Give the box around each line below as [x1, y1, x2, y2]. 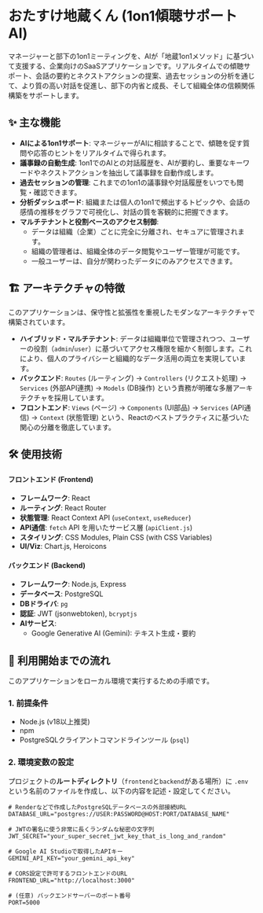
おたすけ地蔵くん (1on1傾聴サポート [8, 7, 238, 25]
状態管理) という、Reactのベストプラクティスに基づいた [68, 412, 250, 422]
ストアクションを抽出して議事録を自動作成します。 [53, 168, 218, 177]
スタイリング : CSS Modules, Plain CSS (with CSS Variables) [19, 532, 213, 543]
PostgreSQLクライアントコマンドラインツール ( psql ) [19, 735, 190, 745]
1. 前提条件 [8, 698, 49, 709]
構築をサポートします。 [8, 90, 84, 100]
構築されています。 [8, 317, 70, 326]
